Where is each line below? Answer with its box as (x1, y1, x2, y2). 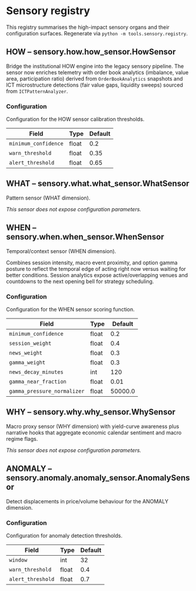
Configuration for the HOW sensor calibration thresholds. (6, 116, 145, 123)
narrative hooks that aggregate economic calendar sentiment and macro (6, 429, 182, 436)
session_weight (9, 340, 52, 347)
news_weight (9, 349, 43, 356)
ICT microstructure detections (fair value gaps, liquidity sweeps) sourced (6, 81, 184, 88)
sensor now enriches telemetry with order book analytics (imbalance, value (6, 69, 189, 76)
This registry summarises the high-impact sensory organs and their (6, 24, 170, 31)
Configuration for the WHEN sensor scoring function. (6, 306, 135, 313)
